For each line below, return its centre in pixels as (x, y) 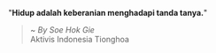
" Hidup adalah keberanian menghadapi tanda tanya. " (108, 13)
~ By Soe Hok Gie (62, 30)
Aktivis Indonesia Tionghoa (80, 39)
